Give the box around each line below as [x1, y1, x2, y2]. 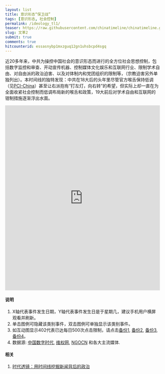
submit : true [5, 35, 32, 40]
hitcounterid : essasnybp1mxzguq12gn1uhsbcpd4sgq [5, 44, 107, 49]
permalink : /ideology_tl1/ [5, 21, 60, 26]
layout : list [5, 7, 32, 12]
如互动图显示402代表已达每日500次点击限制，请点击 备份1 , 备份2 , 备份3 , [12, 327, 158, 333]
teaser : [5, 26, 21, 31]
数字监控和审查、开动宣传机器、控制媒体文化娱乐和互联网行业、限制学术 [9, 64, 156, 70]
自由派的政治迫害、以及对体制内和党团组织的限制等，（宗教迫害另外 [18, 70, 154, 76]
